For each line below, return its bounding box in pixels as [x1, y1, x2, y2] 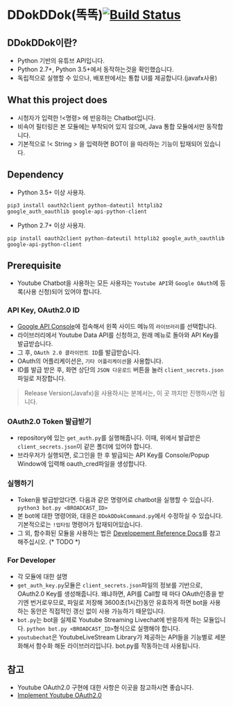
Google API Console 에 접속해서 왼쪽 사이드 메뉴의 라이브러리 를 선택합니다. [17, 322, 217, 330]
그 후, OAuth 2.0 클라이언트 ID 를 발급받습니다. [17, 348, 141, 356]
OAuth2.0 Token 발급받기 [7, 416, 92, 426]
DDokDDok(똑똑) [7, 7, 103, 23]
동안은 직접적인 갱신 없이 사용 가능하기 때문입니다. [30, 607, 166, 615]
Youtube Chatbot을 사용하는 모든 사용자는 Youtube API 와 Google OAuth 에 [17, 279, 218, 287]
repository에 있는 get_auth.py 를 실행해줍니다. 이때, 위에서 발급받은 [17, 433, 201, 442]
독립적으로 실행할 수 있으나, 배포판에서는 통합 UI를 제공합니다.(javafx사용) [17, 74, 217, 82]
